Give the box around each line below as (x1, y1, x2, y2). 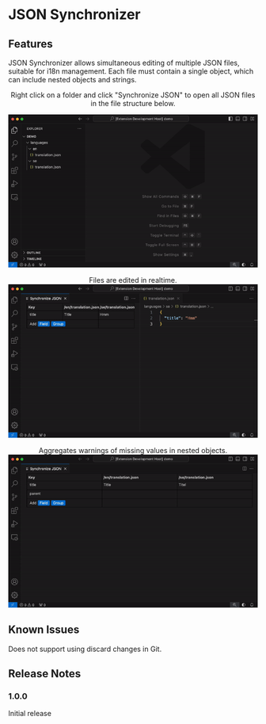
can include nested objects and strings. (8, 75, 137, 84)
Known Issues (8, 623, 80, 637)
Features (8, 37, 53, 51)
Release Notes (8, 667, 82, 680)
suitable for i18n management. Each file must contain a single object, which (8, 67, 254, 76)
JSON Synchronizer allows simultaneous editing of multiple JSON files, (8, 58, 240, 67)
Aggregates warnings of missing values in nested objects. (38, 445, 228, 455)
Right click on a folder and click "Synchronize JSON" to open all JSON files (10, 90, 256, 100)
